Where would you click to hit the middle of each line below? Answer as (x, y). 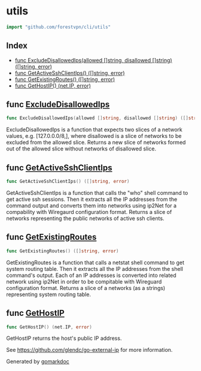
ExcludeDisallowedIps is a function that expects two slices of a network (94, 129)
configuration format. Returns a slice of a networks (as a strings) (86, 288)
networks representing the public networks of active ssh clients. (85, 218)
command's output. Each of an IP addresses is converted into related (91, 275)
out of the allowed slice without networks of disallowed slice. (81, 149)
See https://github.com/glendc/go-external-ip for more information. (89, 350)
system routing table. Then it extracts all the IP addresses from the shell (95, 269)
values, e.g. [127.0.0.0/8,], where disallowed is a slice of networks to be (94, 136)
